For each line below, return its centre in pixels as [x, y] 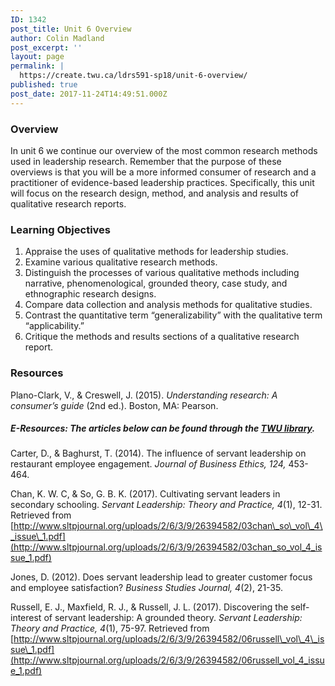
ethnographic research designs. [90, 294]
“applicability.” [54, 326]
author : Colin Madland [57, 38]
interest [26, 618]
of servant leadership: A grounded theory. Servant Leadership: [173, 618]
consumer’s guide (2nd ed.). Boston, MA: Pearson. [114, 405]
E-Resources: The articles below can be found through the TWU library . [163, 428]
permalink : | [37, 66]
